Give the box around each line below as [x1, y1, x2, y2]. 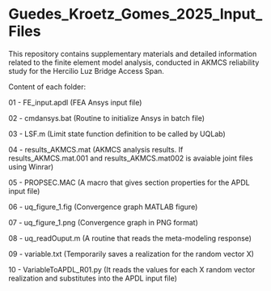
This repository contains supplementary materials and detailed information [8, 49, 257, 58]
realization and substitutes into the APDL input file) [8, 273, 178, 283]
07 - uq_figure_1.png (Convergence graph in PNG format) [8, 217, 198, 227]
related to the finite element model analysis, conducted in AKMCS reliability [8, 58, 260, 67]
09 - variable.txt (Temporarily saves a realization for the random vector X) [8, 249, 255, 259]
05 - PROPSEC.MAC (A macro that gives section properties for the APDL [8, 178, 250, 187]
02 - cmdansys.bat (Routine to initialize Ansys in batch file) [8, 113, 205, 122]
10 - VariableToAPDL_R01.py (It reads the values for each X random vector [8, 264, 256, 274]
